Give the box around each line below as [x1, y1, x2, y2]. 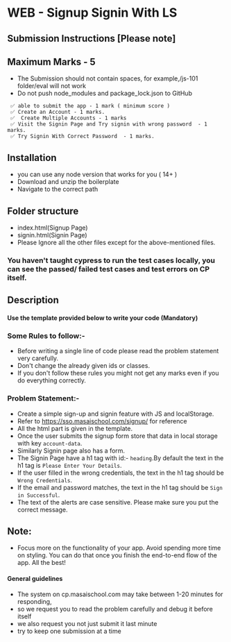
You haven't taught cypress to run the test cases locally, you [7, 255, 215, 265]
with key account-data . [17, 439, 83, 447]
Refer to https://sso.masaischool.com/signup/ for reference [17, 416, 187, 425]
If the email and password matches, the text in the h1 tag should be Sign [17, 483, 223, 491]
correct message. [17, 505, 68, 514]
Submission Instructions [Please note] [7, 33, 176, 44]
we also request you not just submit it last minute [17, 619, 157, 627]
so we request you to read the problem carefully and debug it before [17, 605, 213, 613]
